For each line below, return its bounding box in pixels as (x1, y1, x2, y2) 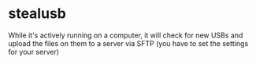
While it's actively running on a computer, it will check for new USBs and (8, 30, 243, 40)
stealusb (8, 5, 67, 23)
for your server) (8, 47, 60, 56)
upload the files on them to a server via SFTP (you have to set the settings (8, 38, 249, 48)
